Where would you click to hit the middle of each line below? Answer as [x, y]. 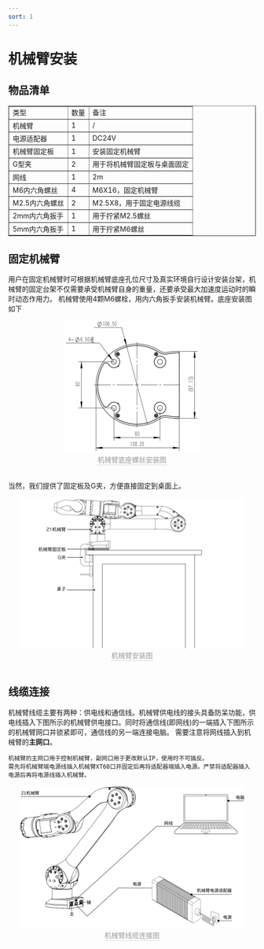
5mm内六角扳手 [38, 229]
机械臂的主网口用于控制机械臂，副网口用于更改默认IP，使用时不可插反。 [108, 758]
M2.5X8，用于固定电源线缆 [136, 203]
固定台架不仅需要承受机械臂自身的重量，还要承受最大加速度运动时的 [139, 289]
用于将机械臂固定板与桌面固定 [141, 164]
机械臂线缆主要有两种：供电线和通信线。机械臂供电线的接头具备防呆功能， [128, 712]
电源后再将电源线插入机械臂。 [49, 775]
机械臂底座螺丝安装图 [132, 460]
